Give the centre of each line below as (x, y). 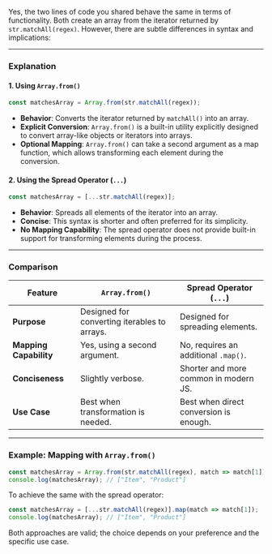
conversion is (205, 412)
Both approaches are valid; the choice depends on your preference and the (134, 533)
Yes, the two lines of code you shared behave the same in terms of (120, 12)
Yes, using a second (119, 346)
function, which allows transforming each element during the (122, 152)
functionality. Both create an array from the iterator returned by (113, 20)
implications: (30, 37)
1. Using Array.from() (45, 85)
